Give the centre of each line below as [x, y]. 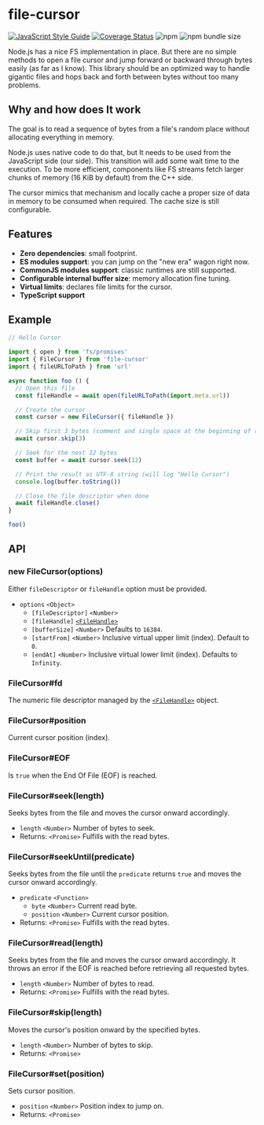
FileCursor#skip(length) [55, 1012]
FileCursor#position [47, 720]
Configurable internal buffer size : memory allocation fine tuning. [125, 278]
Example [30, 319]
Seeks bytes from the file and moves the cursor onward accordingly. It [122, 960]
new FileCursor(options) [56, 572]
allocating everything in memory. [61, 137]
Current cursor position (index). [59, 738]
